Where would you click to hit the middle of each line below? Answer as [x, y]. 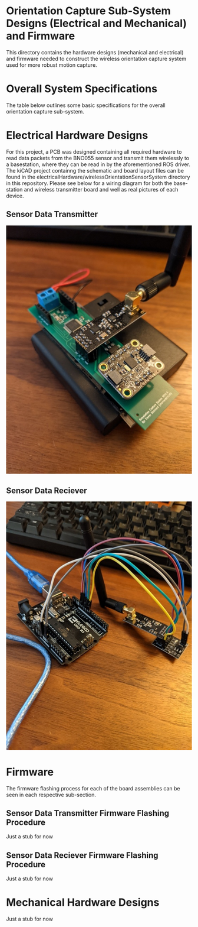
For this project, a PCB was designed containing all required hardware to [94, 151]
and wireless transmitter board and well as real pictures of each [101, 189]
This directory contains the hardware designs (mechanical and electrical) [95, 52]
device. [15, 196]
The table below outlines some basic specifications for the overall [86, 105]
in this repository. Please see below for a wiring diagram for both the [89, 183]
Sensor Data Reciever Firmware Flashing [82, 855]
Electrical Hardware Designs [77, 136]
